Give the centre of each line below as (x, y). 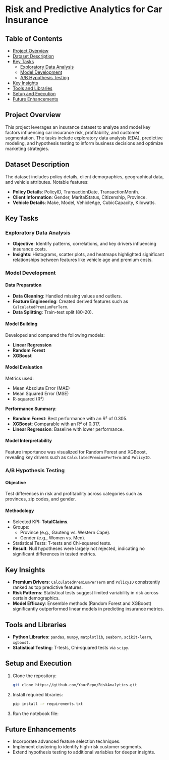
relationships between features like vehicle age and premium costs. (82, 260)
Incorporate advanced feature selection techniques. (67, 741)
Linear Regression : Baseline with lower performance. (68, 429)
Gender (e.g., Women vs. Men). (53, 538)
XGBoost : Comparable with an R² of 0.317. (56, 424)
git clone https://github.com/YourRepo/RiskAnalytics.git (75, 685)
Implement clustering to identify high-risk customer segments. (77, 747)
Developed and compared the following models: (55, 335)
